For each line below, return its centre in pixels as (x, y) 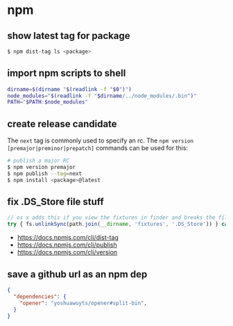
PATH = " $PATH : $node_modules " (48, 102)
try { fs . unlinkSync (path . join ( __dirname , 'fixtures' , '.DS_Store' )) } (113, 225)
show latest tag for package (69, 36)
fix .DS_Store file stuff (55, 202)
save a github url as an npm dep (77, 274)
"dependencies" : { (40, 296)
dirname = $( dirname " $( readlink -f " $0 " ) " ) (69, 89)
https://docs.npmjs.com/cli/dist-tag (68, 238)
